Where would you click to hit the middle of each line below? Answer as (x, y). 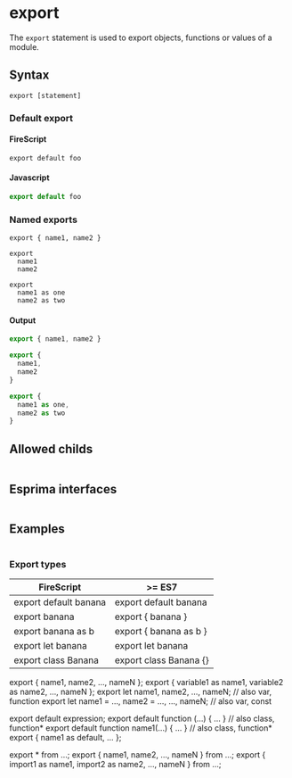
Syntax (29, 75)
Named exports (44, 219)
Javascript (30, 178)
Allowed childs (51, 449)
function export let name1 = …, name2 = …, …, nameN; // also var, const (141, 701)
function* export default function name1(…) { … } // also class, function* (141, 728)
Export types (38, 564)
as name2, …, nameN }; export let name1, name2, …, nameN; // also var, (141, 692)
